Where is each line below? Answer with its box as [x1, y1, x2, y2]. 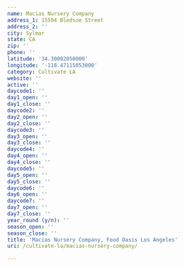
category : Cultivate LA [7, 68, 76, 75]
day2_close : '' [7, 119, 51, 127]
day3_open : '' [7, 133, 49, 140]
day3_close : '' [7, 140, 51, 147]
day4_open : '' [7, 152, 49, 160]
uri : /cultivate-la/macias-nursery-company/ [7, 242, 138, 250]
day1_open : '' [7, 94, 49, 101]
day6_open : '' [7, 191, 49, 198]
